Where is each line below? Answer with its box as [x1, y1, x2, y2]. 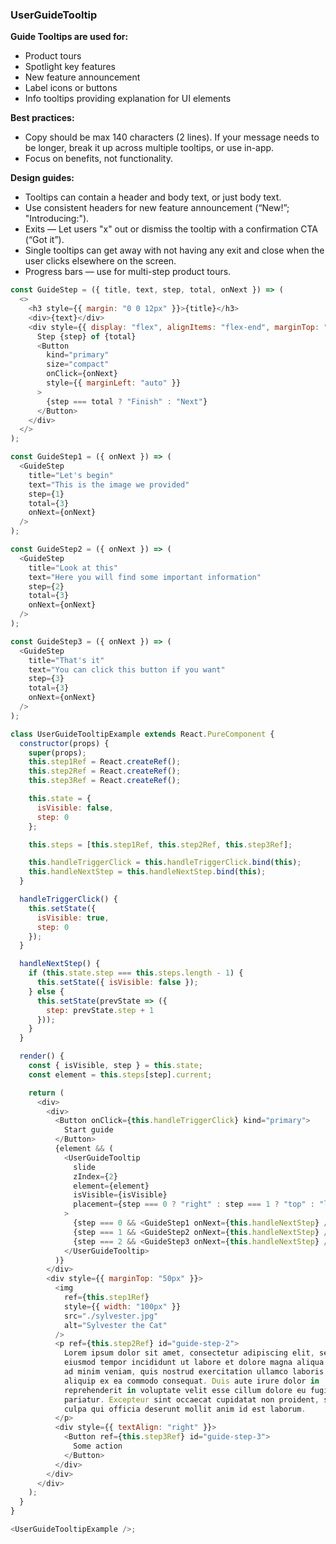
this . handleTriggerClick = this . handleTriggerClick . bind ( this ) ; [28, 858, 302, 868]
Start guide [63, 1125, 114, 1135]
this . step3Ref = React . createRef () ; [28, 776, 182, 786]
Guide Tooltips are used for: [10, 31, 129, 43]
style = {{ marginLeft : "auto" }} [46, 378, 182, 388]
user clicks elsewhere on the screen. [24, 255, 177, 267]
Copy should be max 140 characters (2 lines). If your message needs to [24, 131, 320, 143]
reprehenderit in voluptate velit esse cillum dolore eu [63, 1385, 307, 1395]
